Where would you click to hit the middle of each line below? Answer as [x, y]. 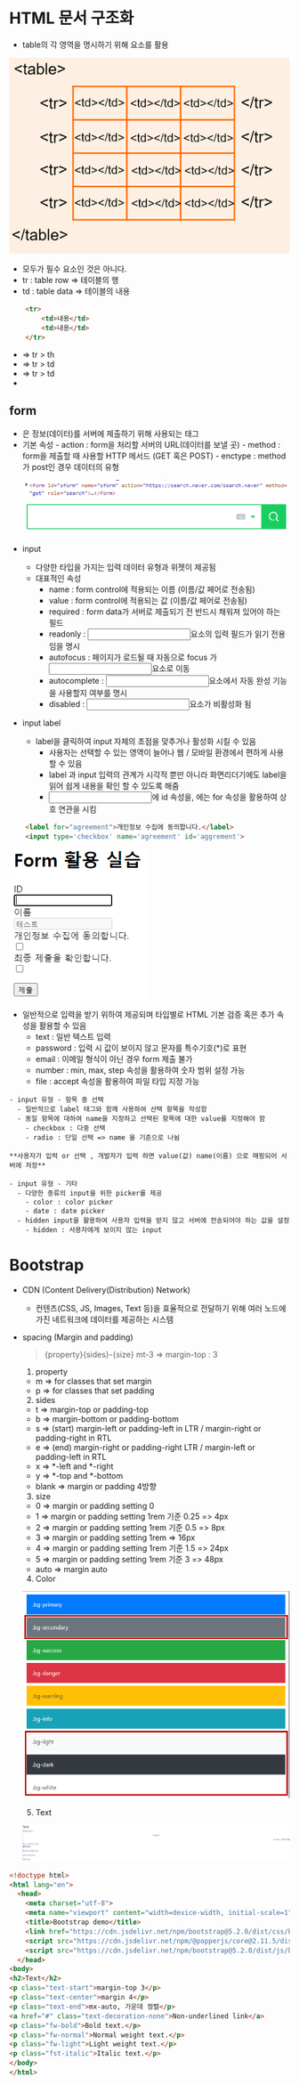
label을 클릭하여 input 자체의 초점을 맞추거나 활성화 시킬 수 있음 [145, 742]
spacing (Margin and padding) [77, 1337]
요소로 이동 [171, 669]
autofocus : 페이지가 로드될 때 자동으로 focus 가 [133, 657]
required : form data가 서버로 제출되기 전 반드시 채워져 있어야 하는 [165, 612]
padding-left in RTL [71, 1456]
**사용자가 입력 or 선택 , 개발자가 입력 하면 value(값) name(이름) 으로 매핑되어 [143, 1156]
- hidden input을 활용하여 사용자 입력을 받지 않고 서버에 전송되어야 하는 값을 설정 [154, 1221]
